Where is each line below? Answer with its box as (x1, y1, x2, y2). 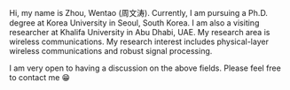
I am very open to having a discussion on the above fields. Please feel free (9, 63, 281, 73)
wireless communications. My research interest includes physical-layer (9, 36, 269, 47)
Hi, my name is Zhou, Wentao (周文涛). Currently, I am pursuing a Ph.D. (9, 8, 269, 18)
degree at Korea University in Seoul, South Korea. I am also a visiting (9, 18, 260, 28)
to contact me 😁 (9, 72, 71, 82)
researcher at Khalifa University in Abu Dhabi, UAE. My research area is (9, 27, 270, 37)
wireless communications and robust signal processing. (9, 46, 213, 56)
